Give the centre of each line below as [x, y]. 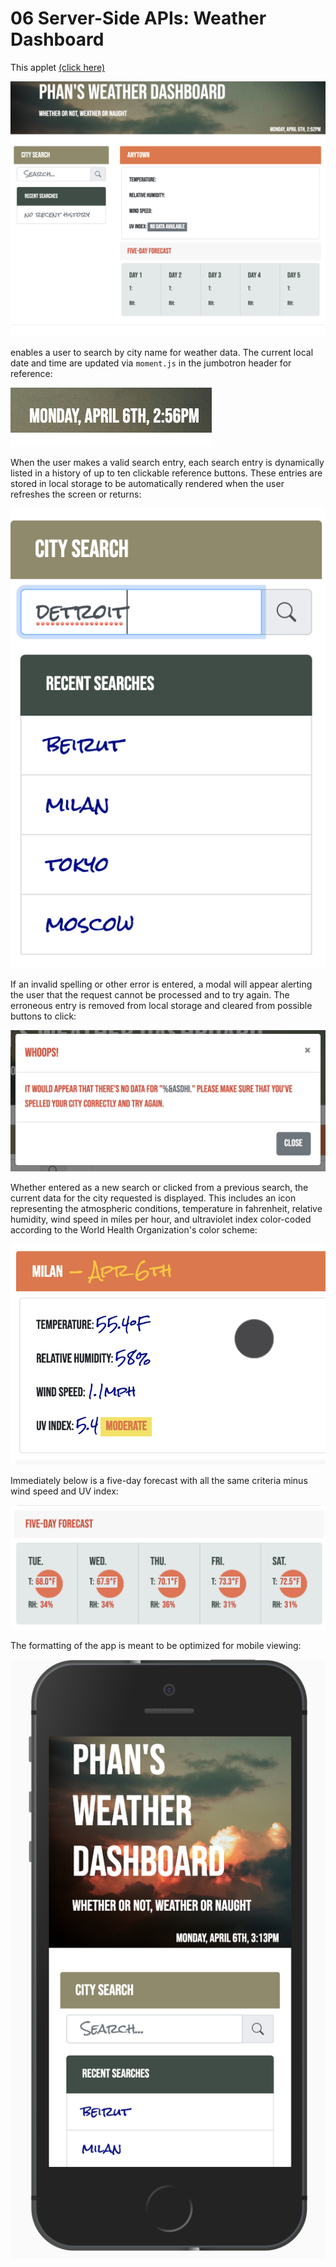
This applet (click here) [58, 67]
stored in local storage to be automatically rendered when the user [147, 483]
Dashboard [57, 39]
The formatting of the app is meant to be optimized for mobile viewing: [156, 1645]
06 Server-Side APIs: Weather [138, 18]
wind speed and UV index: [64, 1491]
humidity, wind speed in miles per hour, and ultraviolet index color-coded [161, 1219]
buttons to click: [43, 1016]
